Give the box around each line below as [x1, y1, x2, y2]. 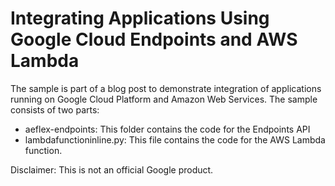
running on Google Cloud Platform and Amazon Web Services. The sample [10, 93, 318, 105]
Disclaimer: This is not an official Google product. [10, 163, 214, 176]
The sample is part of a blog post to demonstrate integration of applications [10, 82, 322, 94]
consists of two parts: [10, 103, 100, 116]
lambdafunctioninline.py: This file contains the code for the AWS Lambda [24, 133, 326, 146]
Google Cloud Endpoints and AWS [10, 28, 298, 51]
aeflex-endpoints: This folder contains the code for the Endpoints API [24, 123, 311, 135]
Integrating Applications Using [10, 7, 270, 30]
